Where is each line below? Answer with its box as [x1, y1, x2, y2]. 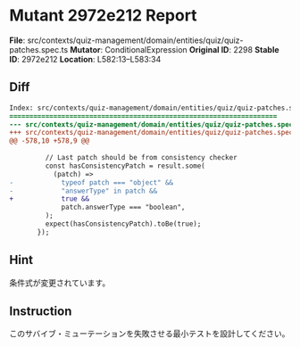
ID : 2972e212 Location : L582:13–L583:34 [9, 54, 162, 64]
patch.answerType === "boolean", [61, 202, 186, 212]
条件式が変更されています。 [9, 277, 111, 288]
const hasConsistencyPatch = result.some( [45, 161, 205, 170]
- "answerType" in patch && [9, 186, 158, 195]
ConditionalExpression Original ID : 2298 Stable [104, 44, 279, 54]
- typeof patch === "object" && [9, 178, 174, 187]
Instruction [9, 303, 72, 318]
